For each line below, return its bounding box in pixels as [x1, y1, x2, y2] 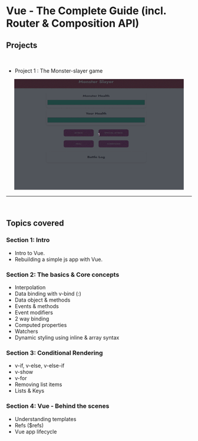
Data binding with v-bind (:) [14, 290, 81, 297]
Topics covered [6, 218, 64, 228]
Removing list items [14, 381, 62, 388]
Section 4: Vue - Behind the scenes [6, 402, 110, 410]
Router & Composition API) [6, 17, 140, 30]
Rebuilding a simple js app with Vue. [14, 256, 103, 263]
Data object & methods [14, 296, 71, 303]
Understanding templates [14, 415, 77, 423]
